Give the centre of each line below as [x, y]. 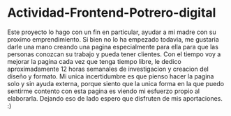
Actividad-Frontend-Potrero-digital [112, 13]
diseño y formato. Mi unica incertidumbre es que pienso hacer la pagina [111, 76]
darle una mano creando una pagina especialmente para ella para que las [113, 47]
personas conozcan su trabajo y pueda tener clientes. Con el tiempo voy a [114, 54]
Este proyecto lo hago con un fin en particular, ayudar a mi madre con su [112, 32]
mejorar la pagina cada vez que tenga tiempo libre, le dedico [94, 61]
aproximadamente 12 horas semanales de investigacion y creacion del [108, 69]
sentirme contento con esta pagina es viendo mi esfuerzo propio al [104, 91]
